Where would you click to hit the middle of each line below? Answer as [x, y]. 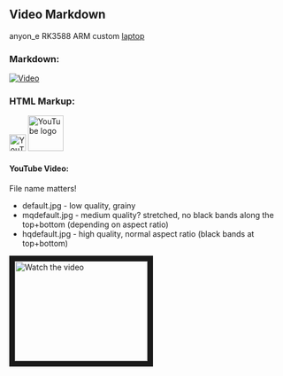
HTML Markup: [42, 101]
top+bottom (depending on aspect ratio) [96, 224]
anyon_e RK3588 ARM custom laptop [77, 35]
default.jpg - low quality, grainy [79, 205]
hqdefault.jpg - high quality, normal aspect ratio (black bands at [138, 233]
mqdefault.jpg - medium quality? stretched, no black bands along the [148, 215]
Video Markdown [57, 15]
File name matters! [43, 188]
